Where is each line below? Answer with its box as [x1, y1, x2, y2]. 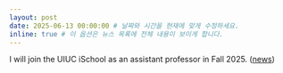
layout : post [9, 12, 58, 22]
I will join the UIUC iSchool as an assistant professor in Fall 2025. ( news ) [9, 54, 275, 65]
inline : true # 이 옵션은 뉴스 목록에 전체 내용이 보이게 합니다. [9, 29, 224, 38]
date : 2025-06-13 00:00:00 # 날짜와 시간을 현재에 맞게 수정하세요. [9, 21, 239, 30]
